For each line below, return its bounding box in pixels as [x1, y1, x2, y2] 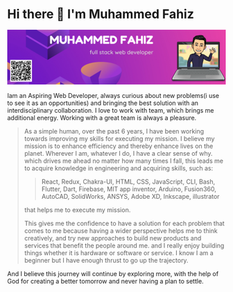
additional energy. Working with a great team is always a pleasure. [7, 113, 197, 122]
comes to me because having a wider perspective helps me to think [24, 226, 218, 235]
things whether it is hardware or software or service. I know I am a [24, 248, 214, 257]
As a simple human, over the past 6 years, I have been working [24, 127, 205, 135]
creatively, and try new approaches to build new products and [24, 234, 202, 242]
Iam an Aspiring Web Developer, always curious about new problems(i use [7, 91, 220, 99]
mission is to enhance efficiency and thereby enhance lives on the [24, 142, 214, 150]
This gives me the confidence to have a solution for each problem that [24, 219, 225, 227]
